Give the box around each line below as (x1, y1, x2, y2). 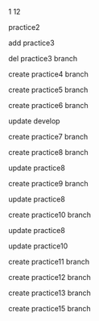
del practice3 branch (8, 54, 78, 63)
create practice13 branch (8, 288, 91, 298)
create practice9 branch (8, 179, 89, 188)
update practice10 (8, 241, 68, 251)
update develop (8, 116, 60, 126)
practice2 (8, 23, 40, 31)
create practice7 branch (8, 132, 89, 141)
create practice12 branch (8, 273, 91, 281)
